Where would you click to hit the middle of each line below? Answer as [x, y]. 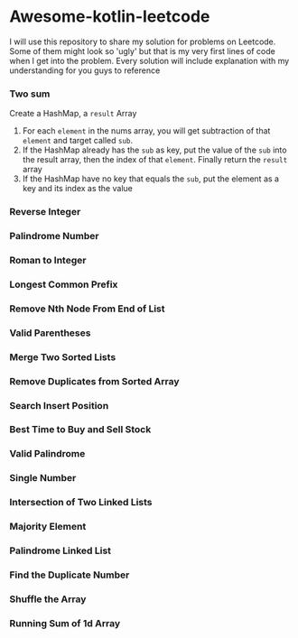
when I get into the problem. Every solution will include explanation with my [149, 60]
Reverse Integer [45, 212]
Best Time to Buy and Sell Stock [80, 430]
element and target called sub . [78, 141]
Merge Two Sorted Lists [63, 356]
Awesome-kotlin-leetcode [110, 17]
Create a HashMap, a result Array [73, 114]
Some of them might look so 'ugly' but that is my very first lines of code [142, 51]
